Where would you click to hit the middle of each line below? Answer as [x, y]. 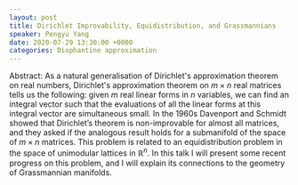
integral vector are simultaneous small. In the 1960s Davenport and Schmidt [148, 114]
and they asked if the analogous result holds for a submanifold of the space [148, 133]
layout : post [33, 17]
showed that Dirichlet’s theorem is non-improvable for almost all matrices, [145, 123]
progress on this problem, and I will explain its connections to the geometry [147, 163]
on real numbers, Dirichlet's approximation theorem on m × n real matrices [145, 85]
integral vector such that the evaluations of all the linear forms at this [135, 104]
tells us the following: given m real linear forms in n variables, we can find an [149, 95]
